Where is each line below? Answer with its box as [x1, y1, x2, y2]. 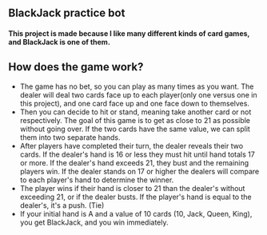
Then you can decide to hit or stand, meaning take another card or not [19, 107, 252, 117]
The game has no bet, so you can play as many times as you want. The [19, 82, 254, 91]
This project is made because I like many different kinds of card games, [8, 28, 250, 38]
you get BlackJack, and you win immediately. [19, 217, 169, 227]
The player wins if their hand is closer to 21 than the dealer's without [19, 183, 245, 193]
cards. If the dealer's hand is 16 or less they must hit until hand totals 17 [19, 149, 256, 159]
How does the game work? [8, 60, 144, 74]
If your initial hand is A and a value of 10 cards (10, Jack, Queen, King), [19, 209, 253, 218]
